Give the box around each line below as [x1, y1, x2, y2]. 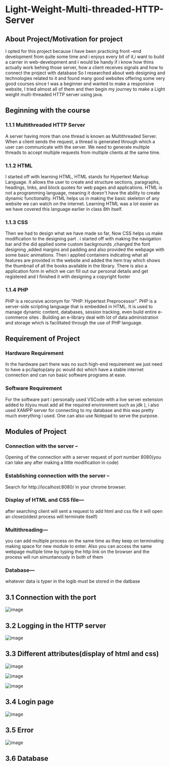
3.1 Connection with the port [5, 593, 96, 601]
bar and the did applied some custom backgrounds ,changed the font [5, 241, 151, 248]
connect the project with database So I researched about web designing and [5, 70, 165, 76]
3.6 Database [5, 754, 49, 762]
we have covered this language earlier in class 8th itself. [5, 206, 123, 212]
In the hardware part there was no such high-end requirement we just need [5, 361, 162, 367]
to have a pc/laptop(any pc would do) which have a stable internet [5, 367, 144, 373]
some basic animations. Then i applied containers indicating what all [5, 252, 148, 258]
